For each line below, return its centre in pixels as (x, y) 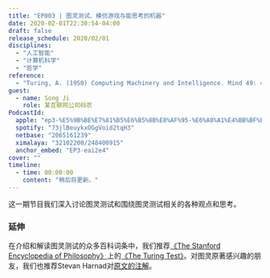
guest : (19, 90)
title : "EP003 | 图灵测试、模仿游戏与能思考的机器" (87, 16)
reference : (27, 76)
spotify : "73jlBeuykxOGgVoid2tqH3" (75, 128)
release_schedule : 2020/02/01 (59, 38)
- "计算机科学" (38, 61)
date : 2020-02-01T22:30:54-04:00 (64, 23)
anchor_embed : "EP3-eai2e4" (63, 150)
